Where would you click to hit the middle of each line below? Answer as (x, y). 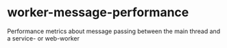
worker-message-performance (98, 13)
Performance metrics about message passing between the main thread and (114, 31)
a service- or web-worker (44, 38)
